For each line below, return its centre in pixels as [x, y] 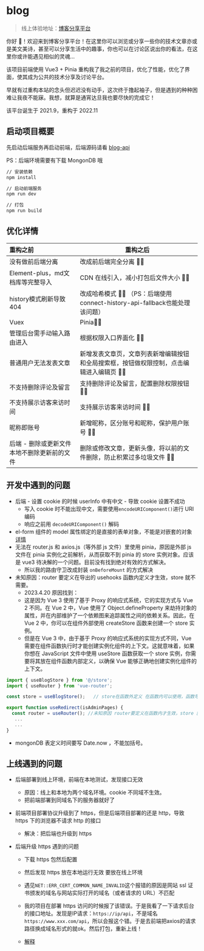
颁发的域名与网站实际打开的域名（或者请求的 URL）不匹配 [102, 893]
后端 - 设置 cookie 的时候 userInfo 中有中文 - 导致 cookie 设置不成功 [100, 501]
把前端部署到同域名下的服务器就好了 [70, 800]
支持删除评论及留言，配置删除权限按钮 [134, 383]
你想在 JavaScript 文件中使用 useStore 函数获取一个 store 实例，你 [107, 653]
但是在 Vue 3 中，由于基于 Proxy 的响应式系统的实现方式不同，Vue [108, 638]
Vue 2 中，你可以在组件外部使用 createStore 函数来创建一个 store [106, 623]
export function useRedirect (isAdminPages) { [65, 708]
